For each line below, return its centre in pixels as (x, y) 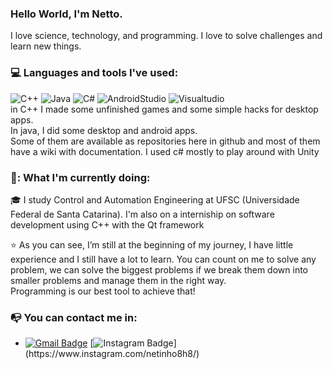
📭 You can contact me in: (74, 317)
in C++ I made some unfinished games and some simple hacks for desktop (164, 109)
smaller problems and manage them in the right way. (118, 280)
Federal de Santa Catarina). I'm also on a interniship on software (142, 214)
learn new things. (46, 46)
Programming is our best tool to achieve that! (103, 291)
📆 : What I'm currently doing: (80, 177)
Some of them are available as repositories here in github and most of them (165, 141)
